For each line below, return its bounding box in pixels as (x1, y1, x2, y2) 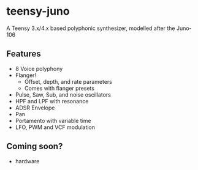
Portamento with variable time (15, 117, 91, 124)
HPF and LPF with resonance (15, 97, 89, 105)
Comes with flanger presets (24, 84, 95, 92)
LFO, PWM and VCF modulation (15, 124, 96, 131)
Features (6, 49, 41, 59)
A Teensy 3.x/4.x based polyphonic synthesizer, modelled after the (6, 24, 175, 32)
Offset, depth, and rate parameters (24, 78, 112, 85)
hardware (15, 157, 40, 164)
